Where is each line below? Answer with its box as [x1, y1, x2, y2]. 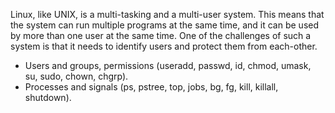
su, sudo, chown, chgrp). [24, 70, 129, 82]
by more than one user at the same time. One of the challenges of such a [10, 30, 312, 41]
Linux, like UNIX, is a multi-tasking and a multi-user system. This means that [10, 9, 325, 20]
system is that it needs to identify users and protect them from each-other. [10, 40, 318, 52]
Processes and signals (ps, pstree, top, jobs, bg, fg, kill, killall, [24, 81, 279, 93]
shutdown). [24, 92, 72, 103]
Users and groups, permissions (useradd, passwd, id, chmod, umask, [24, 60, 312, 71]
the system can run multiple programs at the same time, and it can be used [10, 19, 320, 31]
